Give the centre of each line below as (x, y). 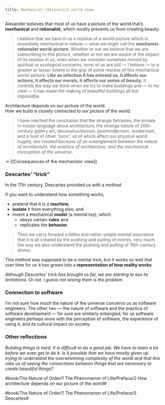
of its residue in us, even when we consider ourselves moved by (82, 59)
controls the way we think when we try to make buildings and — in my (88, 85)
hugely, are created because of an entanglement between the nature (87, 141)
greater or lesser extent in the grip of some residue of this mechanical (88, 70)
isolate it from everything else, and (48, 209)
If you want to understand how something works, (55, 194)
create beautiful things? (29, 369)
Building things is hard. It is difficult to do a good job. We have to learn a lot (82, 347)
